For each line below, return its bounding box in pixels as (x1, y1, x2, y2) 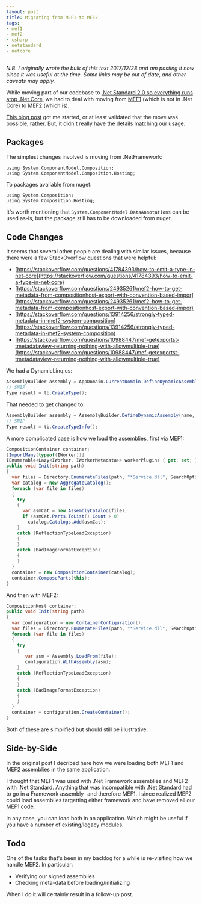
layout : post (6, 8, 39, 15)
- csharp (6, 37, 28, 43)
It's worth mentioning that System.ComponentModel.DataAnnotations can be (6, 208, 189, 215)
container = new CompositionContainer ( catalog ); (11, 569, 136, 575)
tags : (6, 20, 20, 26)
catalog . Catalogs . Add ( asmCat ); (28, 519, 106, 525)
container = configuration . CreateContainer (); (11, 710, 130, 716)
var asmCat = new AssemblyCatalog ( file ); (22, 508, 128, 514)
